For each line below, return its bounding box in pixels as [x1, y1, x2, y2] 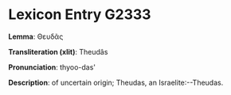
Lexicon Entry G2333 [8, 6, 151, 24]
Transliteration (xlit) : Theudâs [8, 47, 108, 56]
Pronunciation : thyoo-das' [8, 62, 96, 72]
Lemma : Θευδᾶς [8, 32, 64, 41]
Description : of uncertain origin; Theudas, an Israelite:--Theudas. [8, 78, 224, 87]
